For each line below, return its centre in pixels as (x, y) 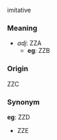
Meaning (22, 28)
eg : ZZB (38, 51)
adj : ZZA (29, 43)
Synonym (23, 102)
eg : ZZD (19, 117)
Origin (18, 69)
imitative (19, 10)
